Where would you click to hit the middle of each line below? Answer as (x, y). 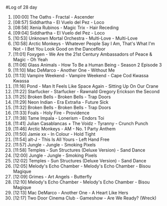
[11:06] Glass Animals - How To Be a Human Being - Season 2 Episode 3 (87, 65)
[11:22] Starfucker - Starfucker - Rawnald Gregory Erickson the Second (86, 91)
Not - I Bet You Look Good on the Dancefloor (59, 49)
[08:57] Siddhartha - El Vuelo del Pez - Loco (58, 22)
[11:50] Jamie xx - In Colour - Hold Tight (54, 134)
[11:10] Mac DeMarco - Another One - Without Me (64, 70)
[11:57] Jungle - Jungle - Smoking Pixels (54, 145)
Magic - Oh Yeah (30, 59)
